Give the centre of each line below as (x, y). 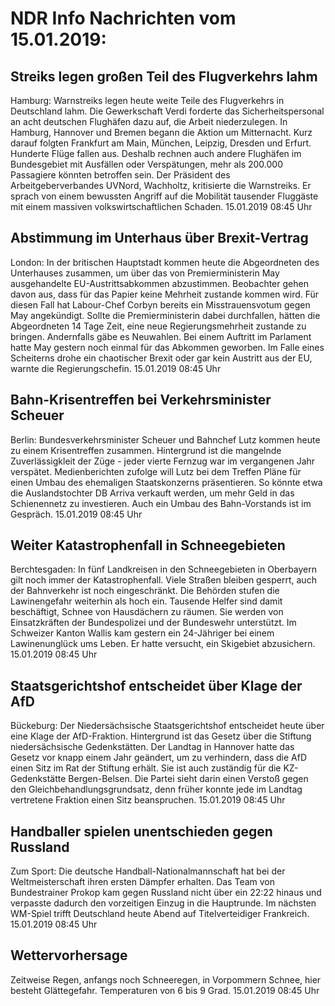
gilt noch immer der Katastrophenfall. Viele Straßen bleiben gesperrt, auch (163, 580)
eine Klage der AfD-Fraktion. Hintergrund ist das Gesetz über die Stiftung (161, 736)
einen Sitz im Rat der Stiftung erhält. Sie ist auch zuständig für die (146, 768)
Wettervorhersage (69, 955)
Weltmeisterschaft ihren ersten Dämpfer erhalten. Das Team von (143, 882)
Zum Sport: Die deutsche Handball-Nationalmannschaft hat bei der (148, 871)
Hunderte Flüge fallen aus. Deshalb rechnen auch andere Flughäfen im (156, 153)
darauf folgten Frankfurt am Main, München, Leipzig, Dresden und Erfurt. (161, 143)
